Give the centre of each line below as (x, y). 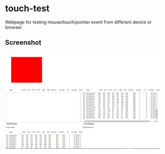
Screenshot (23, 43)
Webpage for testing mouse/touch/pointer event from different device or (78, 22)
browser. (14, 27)
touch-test (27, 9)
